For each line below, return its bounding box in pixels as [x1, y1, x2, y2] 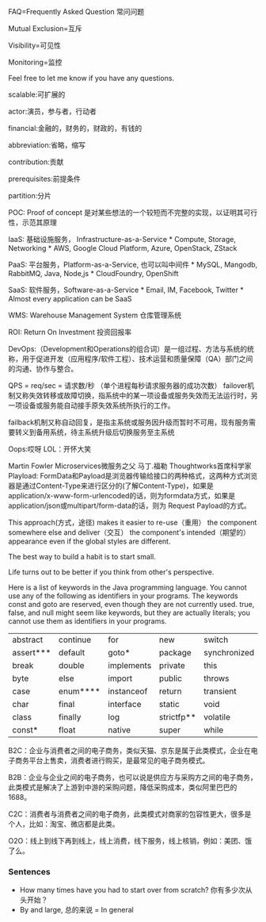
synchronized [203, 647, 255, 658]
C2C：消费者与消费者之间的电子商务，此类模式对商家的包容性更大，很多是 [8, 809, 252, 819]
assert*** [12, 647, 51, 658]
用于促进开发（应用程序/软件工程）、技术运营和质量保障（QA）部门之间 [21, 354, 253, 363]
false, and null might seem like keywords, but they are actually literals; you [8, 608, 251, 617]
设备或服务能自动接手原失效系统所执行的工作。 [21, 401, 175, 410]
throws [203, 673, 230, 684]
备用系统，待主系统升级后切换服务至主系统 [35, 428, 175, 436]
